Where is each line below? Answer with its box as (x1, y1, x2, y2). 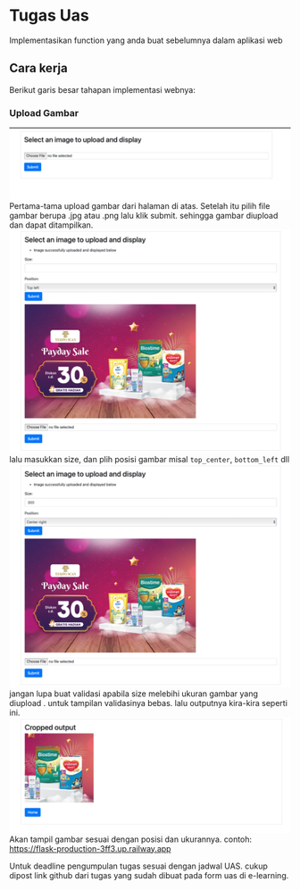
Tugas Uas (9, 5, 89, 26)
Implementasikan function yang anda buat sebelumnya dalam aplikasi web (9, 35, 283, 46)
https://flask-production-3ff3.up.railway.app (9, 843, 171, 853)
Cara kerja (9, 61, 69, 76)
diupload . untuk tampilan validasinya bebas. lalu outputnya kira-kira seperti (9, 698, 288, 709)
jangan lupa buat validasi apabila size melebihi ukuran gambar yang (9, 688, 259, 699)
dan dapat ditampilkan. (9, 220, 94, 230)
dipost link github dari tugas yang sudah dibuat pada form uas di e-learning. (9, 869, 289, 880)
